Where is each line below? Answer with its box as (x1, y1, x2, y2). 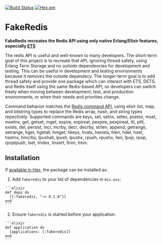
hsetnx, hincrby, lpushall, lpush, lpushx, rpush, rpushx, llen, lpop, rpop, (5, 134, 147, 140)
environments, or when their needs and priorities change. (5, 94, 120, 100)
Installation (5, 154, 40, 162)
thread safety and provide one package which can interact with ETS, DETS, (5, 78, 156, 84)
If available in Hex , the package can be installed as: (5, 166, 108, 173)
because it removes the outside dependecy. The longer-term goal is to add (5, 73, 155, 79)
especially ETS (5, 43, 36, 49)
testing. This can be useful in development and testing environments (5, 68, 143, 74)
